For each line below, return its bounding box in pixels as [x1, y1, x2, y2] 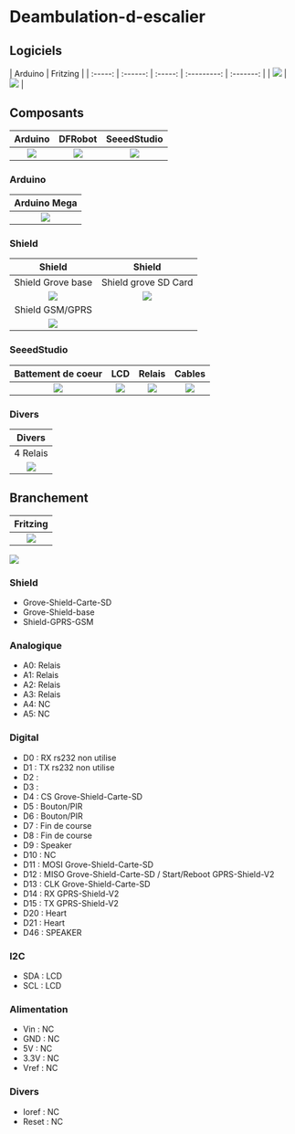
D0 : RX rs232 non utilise [22, 752, 117, 763]
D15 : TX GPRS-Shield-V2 [22, 897, 119, 908]
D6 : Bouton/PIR [22, 811, 84, 821]
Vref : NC [22, 1063, 58, 1074]
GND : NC [22, 1033, 60, 1044]
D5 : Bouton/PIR [22, 800, 83, 811]
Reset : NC [22, 1116, 64, 1127]
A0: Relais [22, 660, 61, 671]
